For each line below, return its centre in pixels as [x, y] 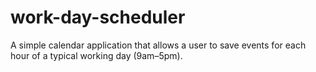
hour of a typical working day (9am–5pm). [96, 55]
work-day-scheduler [98, 17]
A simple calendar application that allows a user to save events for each [158, 45]
